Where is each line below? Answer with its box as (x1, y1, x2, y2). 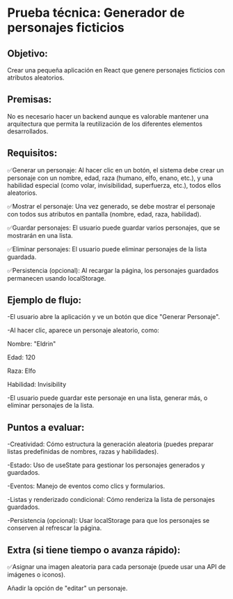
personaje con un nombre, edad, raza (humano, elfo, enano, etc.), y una (7, 173, 214, 182)
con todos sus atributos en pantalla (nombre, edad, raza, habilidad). (7, 209, 202, 218)
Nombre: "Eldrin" (7, 340, 56, 348)
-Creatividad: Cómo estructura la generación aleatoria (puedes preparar (7, 440, 214, 448)
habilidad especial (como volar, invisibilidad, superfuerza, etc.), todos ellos (7, 181, 221, 189)
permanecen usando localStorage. (7, 274, 106, 282)
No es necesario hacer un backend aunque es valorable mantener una (7, 112, 209, 120)
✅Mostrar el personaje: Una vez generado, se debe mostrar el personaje (7, 202, 216, 210)
